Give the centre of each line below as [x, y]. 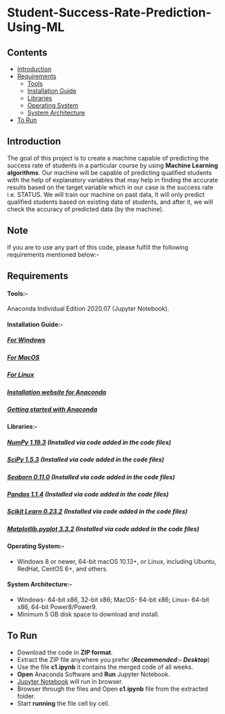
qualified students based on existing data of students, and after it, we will [110, 202]
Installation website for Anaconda [57, 392]
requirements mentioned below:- [53, 254]
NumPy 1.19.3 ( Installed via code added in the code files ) [89, 442]
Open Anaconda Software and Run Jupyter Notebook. [93, 674]
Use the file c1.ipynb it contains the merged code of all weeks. [105, 667]
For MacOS [23, 357]
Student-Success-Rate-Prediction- [109, 13]
